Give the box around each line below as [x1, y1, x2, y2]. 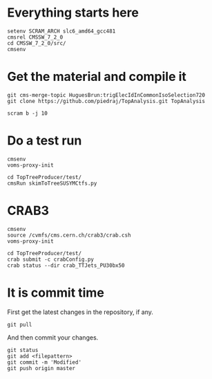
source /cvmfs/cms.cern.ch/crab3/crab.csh [7, 232, 131, 239]
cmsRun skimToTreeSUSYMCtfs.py [7, 180, 97, 187]
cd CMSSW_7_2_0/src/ [7, 39, 67, 46]
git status [7, 346, 39, 353]
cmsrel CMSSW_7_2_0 [7, 33, 64, 41]
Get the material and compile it [7, 69, 186, 84]
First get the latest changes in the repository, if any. [7, 308, 154, 316]
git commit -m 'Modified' [7, 358, 81, 366]
